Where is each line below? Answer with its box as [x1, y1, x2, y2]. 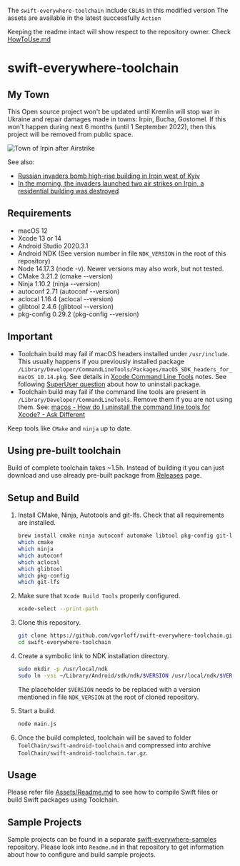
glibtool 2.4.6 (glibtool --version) [17, 302, 114, 311]
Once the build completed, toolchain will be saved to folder [17, 733, 191, 742]
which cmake [17, 539, 54, 546]
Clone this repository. [17, 618, 81, 627]
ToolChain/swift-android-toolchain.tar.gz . [17, 748, 149, 757]
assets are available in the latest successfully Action [7, 14, 161, 22]
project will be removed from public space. [7, 130, 134, 139]
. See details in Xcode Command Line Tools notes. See [66, 372, 227, 381]
